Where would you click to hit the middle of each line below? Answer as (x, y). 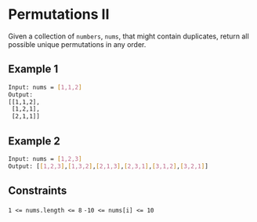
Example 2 (34, 141)
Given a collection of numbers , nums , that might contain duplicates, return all (128, 36)
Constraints (38, 191)
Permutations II (59, 15)
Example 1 (33, 69)
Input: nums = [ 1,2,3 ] (45, 158)
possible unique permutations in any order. (77, 44)
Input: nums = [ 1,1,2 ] (45, 87)
